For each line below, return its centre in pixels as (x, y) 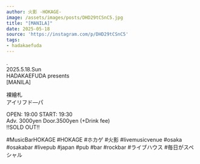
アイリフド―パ (25, 102)
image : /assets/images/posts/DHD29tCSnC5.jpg (65, 18)
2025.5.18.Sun (24, 69)
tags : (13, 40)
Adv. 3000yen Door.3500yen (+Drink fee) (58, 120)
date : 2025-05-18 (28, 29)
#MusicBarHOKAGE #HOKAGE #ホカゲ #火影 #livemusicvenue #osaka (94, 139)
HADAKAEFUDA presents (38, 76)
